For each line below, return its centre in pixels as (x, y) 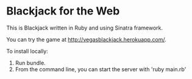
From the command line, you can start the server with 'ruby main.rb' (101, 69)
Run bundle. (30, 63)
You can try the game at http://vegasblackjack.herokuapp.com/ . (86, 39)
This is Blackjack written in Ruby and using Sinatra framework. (85, 28)
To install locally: (27, 51)
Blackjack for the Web (63, 11)
